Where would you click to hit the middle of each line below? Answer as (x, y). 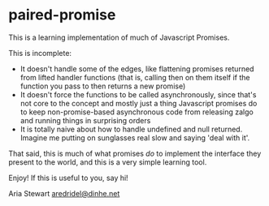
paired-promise (62, 15)
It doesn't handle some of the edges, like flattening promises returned (137, 69)
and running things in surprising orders (85, 120)
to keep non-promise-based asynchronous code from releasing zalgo (137, 112)
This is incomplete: (40, 53)
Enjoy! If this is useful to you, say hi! (68, 178)
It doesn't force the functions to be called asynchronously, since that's (138, 94)
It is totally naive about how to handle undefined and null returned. (131, 129)
